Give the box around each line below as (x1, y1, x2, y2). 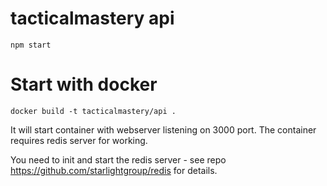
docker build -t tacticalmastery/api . (10, 106, 177, 116)
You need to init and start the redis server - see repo (10, 153, 227, 166)
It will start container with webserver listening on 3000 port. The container (10, 123, 317, 136)
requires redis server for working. (10, 134, 148, 146)
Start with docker (10, 73, 158, 96)
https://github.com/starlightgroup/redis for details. (10, 164, 218, 176)
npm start (10, 40, 52, 50)
